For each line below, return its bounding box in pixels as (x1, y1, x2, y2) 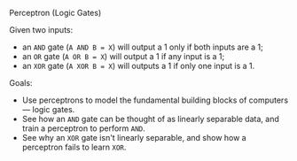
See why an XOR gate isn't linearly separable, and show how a (21, 133, 246, 142)
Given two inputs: (9, 25, 74, 34)
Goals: (9, 78, 33, 88)
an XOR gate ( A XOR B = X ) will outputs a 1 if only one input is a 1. (21, 61, 255, 71)
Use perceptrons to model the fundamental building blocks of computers (21, 95, 289, 105)
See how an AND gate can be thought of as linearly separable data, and (21, 114, 279, 124)
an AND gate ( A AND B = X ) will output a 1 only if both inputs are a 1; (21, 42, 264, 52)
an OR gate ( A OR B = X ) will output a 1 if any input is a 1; (21, 51, 225, 61)
